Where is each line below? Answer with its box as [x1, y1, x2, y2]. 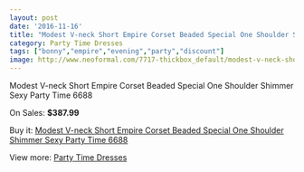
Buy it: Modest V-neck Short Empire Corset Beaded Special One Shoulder [9, 125, 284, 136]
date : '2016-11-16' [9, 22, 83, 31]
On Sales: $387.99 [9, 108, 80, 118]
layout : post [9, 13, 59, 23]
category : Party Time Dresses [9, 38, 124, 48]
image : [9, 55, 34, 64]
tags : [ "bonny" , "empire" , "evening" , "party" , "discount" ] [9, 47, 224, 56]
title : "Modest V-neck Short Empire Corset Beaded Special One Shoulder [9, 30, 290, 39]
